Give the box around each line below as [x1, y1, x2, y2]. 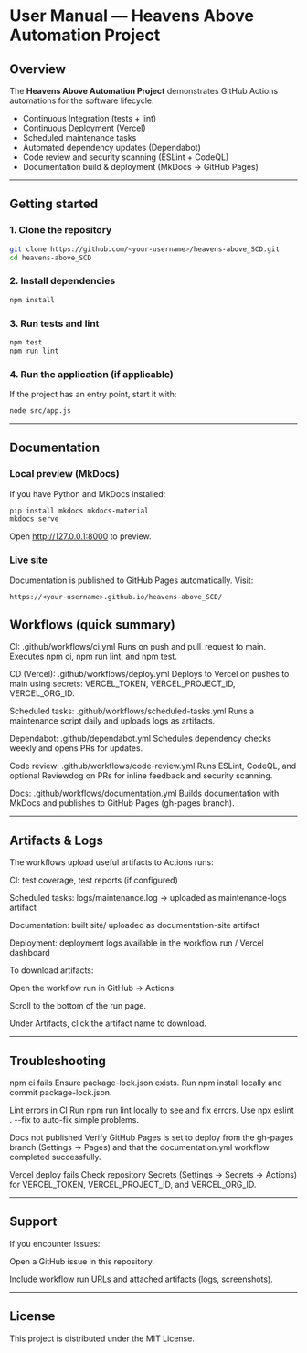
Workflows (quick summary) [9, 617, 176, 632]
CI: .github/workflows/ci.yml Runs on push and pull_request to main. [9, 641, 267, 652]
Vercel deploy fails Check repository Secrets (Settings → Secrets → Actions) [9, 1169, 298, 1179]
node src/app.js [9, 406, 71, 416]
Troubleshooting [9, 1052, 107, 1069]
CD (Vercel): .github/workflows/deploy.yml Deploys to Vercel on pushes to [9, 669, 290, 680]
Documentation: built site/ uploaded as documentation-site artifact [9, 920, 260, 931]
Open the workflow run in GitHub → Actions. [9, 983, 176, 994]
